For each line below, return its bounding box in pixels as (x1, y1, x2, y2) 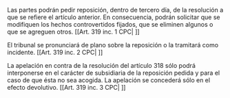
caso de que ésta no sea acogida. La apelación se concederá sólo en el (7, 76, 211, 84)
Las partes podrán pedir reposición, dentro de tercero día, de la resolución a (7, 6, 224, 14)
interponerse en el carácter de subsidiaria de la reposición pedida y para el (7, 69, 220, 77)
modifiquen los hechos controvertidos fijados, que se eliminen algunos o (7, 21, 213, 28)
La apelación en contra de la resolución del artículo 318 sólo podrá (7, 62, 196, 69)
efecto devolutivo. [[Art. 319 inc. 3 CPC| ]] (7, 84, 126, 91)
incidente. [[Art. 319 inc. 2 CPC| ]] (7, 48, 103, 56)
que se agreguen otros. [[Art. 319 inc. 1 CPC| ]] (7, 27, 140, 36)
